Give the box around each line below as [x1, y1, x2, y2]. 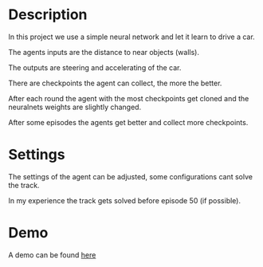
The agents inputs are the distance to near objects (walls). [8, 47, 199, 57]
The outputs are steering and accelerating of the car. [8, 62, 182, 73]
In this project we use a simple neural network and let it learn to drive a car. [8, 32, 255, 41]
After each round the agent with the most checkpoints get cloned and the [8, 93, 249, 103]
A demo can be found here [8, 249, 96, 260]
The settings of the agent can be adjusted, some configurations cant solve [8, 171, 253, 181]
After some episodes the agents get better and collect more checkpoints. [8, 117, 249, 127]
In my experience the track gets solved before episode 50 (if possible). [8, 195, 241, 205]
